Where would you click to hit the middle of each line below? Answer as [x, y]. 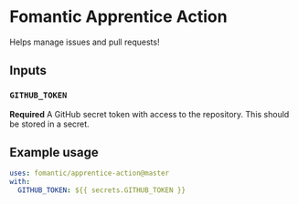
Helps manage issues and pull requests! [85, 42]
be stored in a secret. [49, 124]
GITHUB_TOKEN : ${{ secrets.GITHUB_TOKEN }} [101, 190]
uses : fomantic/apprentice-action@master [90, 173]
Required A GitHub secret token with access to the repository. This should [149, 114]
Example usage [54, 153]
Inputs [28, 71]
